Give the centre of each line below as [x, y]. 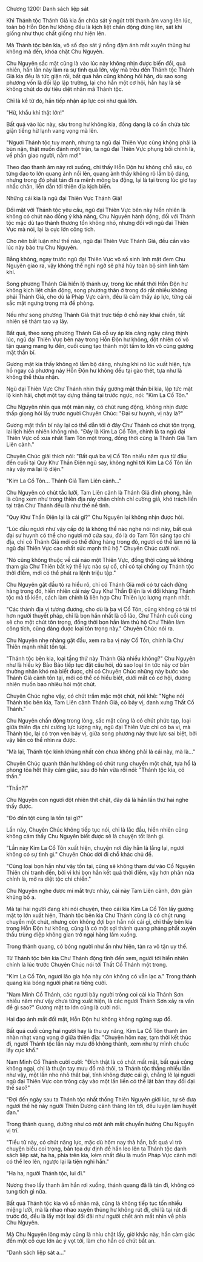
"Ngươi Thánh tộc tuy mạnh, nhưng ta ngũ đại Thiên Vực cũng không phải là [101, 142]
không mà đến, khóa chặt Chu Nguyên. [55, 52]
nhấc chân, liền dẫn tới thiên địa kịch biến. [59, 186]
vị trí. [13, 1130]
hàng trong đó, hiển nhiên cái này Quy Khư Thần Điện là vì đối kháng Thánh [101, 591]
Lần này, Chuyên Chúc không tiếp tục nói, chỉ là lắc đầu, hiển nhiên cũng [97, 830]
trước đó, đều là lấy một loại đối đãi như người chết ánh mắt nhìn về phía [96, 1216]
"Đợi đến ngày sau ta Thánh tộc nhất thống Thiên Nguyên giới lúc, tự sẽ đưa [101, 1099]
